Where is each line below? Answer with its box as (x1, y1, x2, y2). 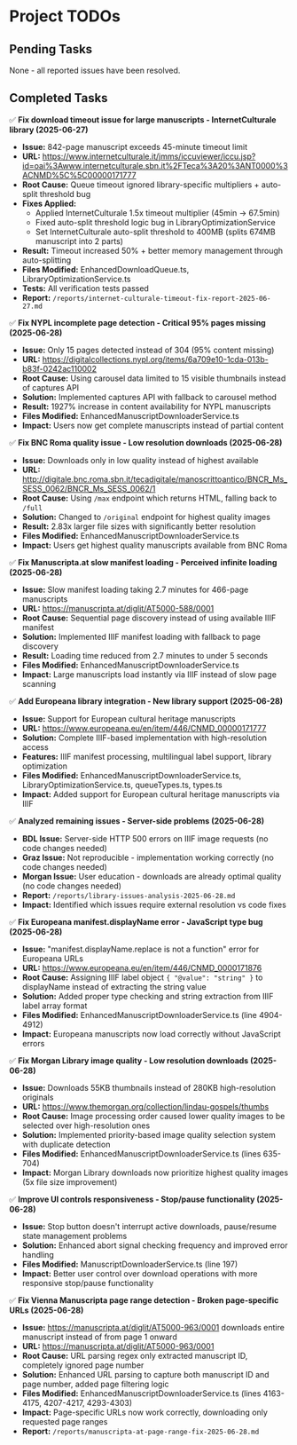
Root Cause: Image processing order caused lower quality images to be (21, 1110, 285, 1121)
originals (21, 1092, 54, 1102)
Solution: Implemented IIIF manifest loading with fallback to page (21, 631, 262, 642)
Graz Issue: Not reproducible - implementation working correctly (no (21, 852, 275, 863)
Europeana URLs (21, 952, 84, 964)
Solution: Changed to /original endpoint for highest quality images (21, 511, 270, 522)
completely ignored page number (21, 1360, 145, 1370)
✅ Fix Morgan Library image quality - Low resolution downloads (9, 1054, 249, 1066)
